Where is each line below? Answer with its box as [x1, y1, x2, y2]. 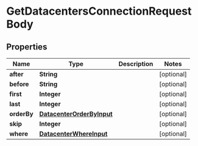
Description [118, 60, 154, 68]
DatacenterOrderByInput [39, 110, 113, 118]
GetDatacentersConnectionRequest [6, 4, 192, 18]
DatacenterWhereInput [39, 130, 108, 138]
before [9, 80, 29, 88]
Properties [6, 42, 48, 52]
